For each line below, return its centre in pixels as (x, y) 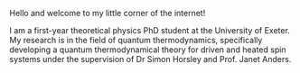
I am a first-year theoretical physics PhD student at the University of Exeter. (150, 30)
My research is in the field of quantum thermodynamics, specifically (136, 40)
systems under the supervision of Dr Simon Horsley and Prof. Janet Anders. (150, 59)
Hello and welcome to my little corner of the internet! (108, 13)
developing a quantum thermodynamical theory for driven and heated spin (148, 50)
